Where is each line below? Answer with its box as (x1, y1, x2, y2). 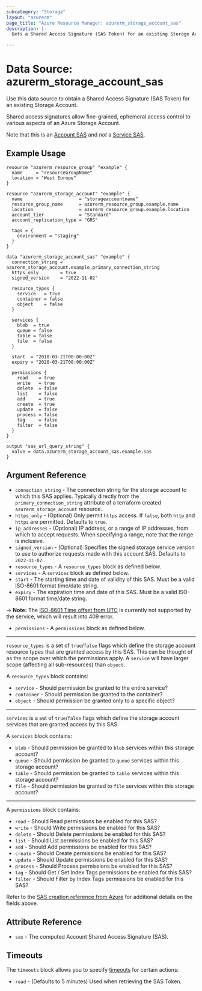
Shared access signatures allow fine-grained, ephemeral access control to (6, 113, 191, 120)
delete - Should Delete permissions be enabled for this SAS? (14, 830, 166, 838)
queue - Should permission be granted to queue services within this (14, 756, 179, 764)
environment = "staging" (17, 233, 79, 239)
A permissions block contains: (6, 806, 81, 813)
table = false (17, 333, 52, 339)
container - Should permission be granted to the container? (14, 690, 163, 698)
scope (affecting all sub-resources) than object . (6, 661, 125, 668)
